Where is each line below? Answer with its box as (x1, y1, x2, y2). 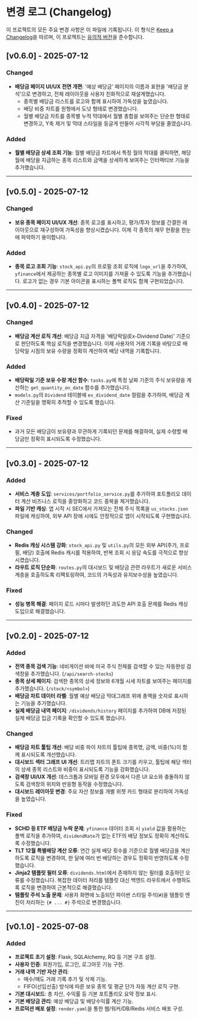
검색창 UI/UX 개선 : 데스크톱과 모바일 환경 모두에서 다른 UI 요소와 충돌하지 (14, 773, 184, 780)
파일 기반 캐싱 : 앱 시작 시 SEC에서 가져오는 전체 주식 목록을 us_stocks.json (14, 505, 189, 512)
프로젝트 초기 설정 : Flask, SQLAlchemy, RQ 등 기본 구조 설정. (14, 954, 156, 961)
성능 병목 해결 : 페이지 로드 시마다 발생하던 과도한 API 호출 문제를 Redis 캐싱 (14, 600, 189, 607)
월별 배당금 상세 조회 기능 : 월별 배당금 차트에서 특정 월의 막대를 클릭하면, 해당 (14, 149, 192, 156)
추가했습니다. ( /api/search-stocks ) (30, 670, 114, 677)
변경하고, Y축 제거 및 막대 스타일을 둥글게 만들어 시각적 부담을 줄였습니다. (23, 119, 192, 127)
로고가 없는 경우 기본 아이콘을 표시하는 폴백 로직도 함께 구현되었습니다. (22, 277, 184, 284)
